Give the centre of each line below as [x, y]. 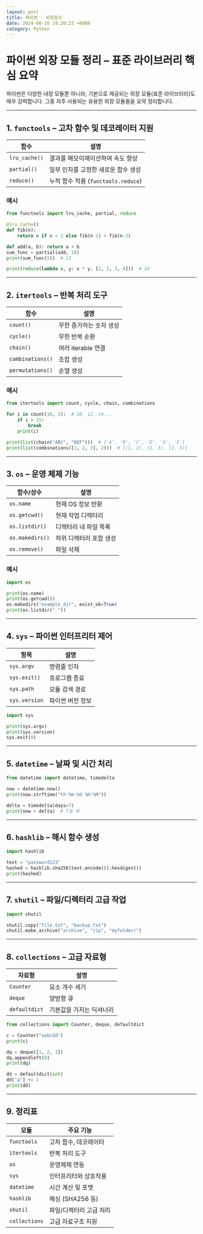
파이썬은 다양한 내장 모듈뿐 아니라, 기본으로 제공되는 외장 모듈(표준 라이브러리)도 [101, 94]
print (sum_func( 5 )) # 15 [39, 258]
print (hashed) [24, 873]
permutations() [31, 371]
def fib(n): [21, 230]
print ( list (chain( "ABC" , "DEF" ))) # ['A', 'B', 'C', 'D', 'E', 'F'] [96, 442]
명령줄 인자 [64, 666]
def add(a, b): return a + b [43, 247]
